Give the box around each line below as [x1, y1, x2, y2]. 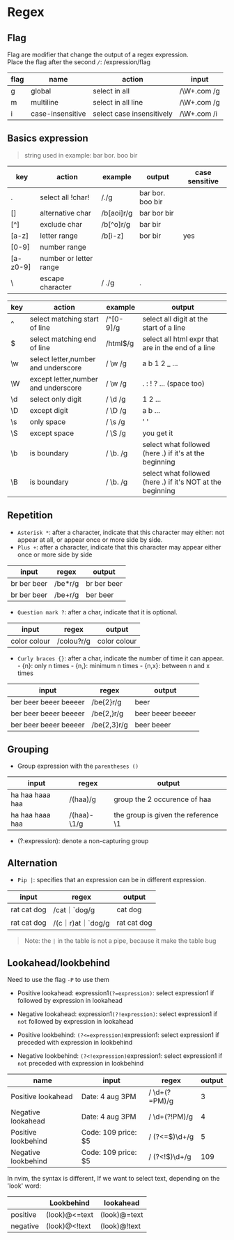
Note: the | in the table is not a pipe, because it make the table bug [24, 937, 217, 945]
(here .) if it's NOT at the [142, 477, 221, 487]
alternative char [40, 208, 92, 218]
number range [40, 242, 87, 252]
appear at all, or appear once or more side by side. [17, 535, 163, 544]
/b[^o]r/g [101, 219, 131, 229]
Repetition [7, 510, 54, 522]
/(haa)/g [69, 794, 96, 804]
